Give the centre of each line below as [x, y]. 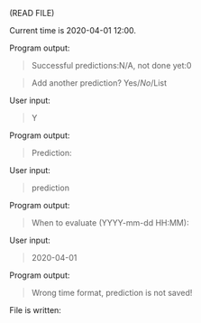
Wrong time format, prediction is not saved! [112, 293]
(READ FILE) [32, 13]
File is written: [35, 310]
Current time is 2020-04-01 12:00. [73, 30]
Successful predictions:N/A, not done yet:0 [111, 65]
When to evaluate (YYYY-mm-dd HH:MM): [110, 223]
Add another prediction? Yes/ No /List [99, 83]
